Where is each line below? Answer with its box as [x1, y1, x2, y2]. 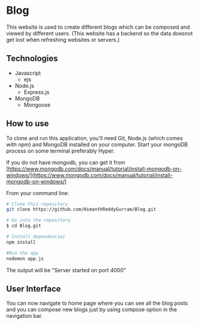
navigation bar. [6, 312, 43, 320]
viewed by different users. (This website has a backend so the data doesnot [6, 29, 193, 37]
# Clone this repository [6, 201, 68, 207]
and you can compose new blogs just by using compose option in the [6, 306, 177, 313]
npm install [6, 239, 36, 245]
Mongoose [23, 101, 51, 108]
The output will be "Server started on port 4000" [6, 266, 127, 274]
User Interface [6, 284, 62, 294]
